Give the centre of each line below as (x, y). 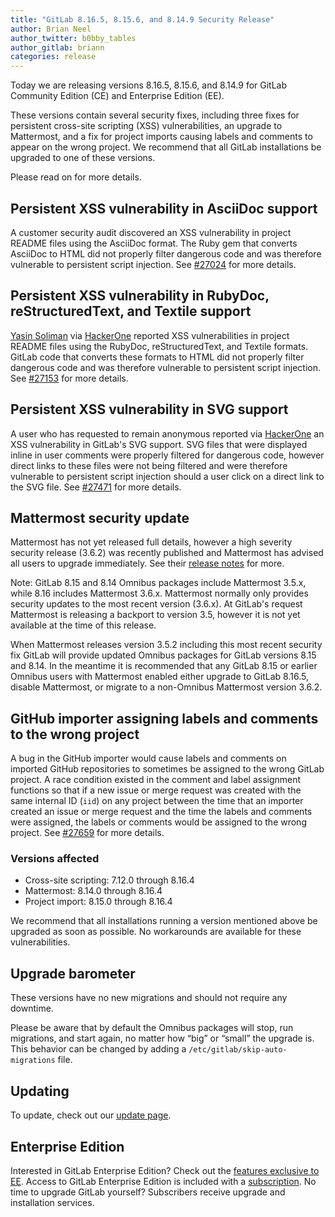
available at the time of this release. (83, 625)
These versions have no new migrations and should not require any (149, 998)
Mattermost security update (100, 517)
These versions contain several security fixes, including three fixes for (155, 115)
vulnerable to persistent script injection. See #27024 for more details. (153, 264)
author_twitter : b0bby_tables (73, 38)
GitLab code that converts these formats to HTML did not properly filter (157, 357)
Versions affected (55, 859)
